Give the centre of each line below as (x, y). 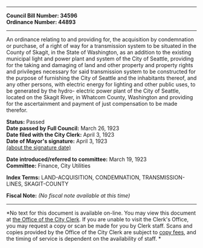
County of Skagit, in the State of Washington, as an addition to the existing (99, 52)
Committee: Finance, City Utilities (48, 166)
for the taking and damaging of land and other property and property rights (100, 65)
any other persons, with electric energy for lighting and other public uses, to (101, 84)
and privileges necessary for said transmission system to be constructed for (101, 71)
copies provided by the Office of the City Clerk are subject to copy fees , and (101, 232)
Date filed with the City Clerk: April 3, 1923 (60, 135)
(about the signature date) (39, 148)
